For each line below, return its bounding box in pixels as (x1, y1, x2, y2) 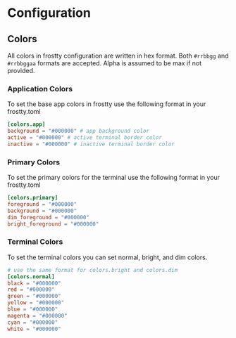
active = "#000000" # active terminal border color (7, 134, 162, 141)
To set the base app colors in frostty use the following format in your (7, 100, 206, 108)
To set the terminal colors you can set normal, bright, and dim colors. (7, 253, 208, 261)
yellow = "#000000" (7, 299, 65, 306)
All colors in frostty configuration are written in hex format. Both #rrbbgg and (7, 51, 229, 60)
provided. (7, 67, 35, 74)
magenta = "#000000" (7, 312, 68, 319)
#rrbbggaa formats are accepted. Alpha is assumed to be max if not (7, 59, 202, 67)
